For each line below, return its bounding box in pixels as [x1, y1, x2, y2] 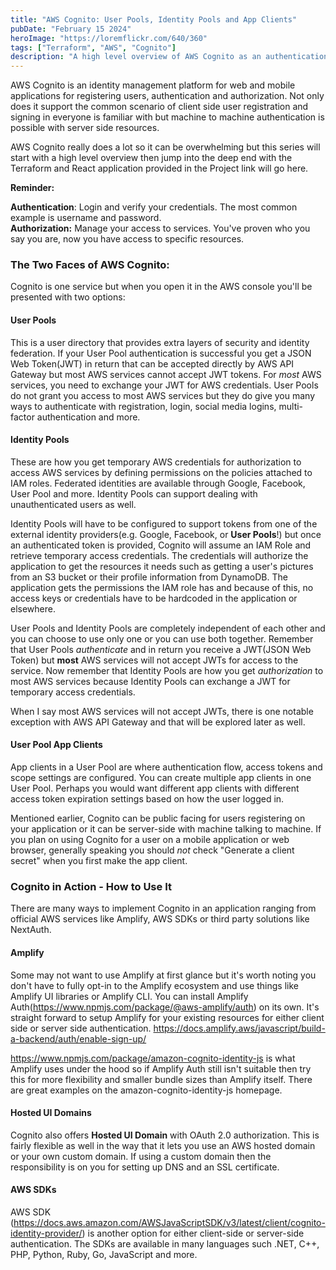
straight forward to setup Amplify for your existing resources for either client [10, 1011, 325, 1023]
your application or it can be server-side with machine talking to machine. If [10, 823, 322, 835]
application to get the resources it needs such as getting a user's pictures [10, 560, 314, 572]
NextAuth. [10, 924, 52, 936]
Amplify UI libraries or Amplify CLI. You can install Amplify [10, 990, 249, 1002]
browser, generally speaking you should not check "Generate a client [10, 844, 295, 856]
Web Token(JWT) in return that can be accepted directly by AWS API [10, 357, 295, 370]
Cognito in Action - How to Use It [10, 879, 172, 893]
